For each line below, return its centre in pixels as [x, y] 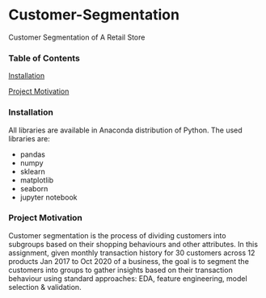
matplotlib [37, 180]
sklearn [33, 171]
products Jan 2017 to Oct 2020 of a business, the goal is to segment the [129, 261]
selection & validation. [45, 287]
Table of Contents [44, 58]
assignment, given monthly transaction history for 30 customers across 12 [132, 253]
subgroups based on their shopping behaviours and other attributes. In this [133, 244]
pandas [33, 154]
